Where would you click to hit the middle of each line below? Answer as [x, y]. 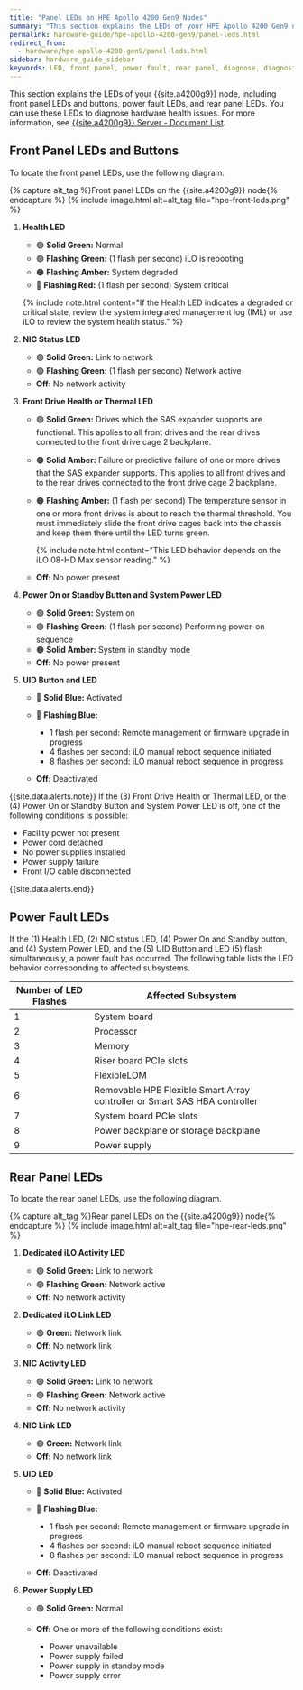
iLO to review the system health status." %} [103, 321]
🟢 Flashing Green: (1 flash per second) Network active [138, 370]
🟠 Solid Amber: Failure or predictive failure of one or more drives [158, 460]
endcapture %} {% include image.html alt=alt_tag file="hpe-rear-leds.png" [148, 1226]
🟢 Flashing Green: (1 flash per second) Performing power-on [150, 626]
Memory [112, 1045]
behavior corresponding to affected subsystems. [100, 968]
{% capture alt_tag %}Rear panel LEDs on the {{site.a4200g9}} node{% [142, 1216]
